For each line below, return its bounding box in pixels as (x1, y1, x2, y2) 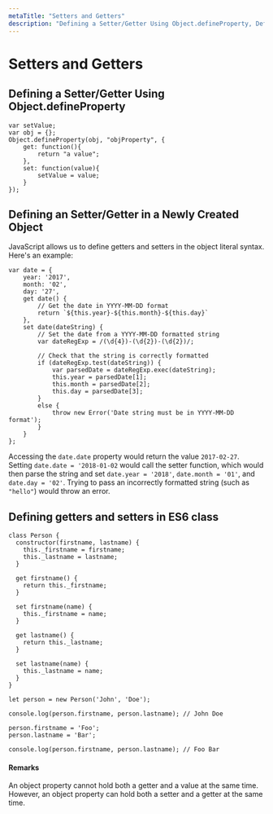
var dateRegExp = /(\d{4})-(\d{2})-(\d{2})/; (37, 337, 195, 346)
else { (37, 402, 60, 410)
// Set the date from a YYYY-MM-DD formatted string (37, 331, 220, 339)
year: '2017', (23, 274, 71, 282)
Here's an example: (8, 250, 73, 261)
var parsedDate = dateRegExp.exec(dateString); (51, 366, 217, 375)
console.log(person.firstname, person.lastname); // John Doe (8, 710, 223, 718)
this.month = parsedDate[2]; (51, 381, 151, 389)
